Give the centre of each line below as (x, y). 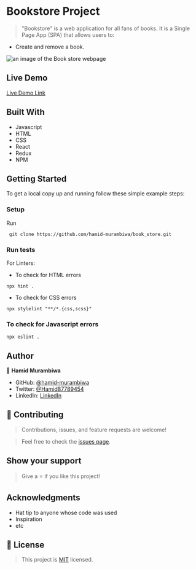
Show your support (44, 461)
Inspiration (29, 519)
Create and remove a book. (50, 47)
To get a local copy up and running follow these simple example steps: (96, 194)
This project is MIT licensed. (57, 560)
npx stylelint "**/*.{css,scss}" (49, 308)
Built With (25, 112)
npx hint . (20, 286)
